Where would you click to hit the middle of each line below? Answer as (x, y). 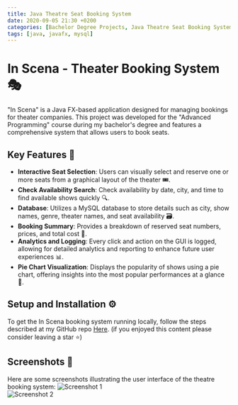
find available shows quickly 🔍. (63, 198)
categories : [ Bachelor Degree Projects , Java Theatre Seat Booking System (120, 27)
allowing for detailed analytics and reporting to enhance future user (116, 249)
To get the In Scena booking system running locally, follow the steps (107, 321)
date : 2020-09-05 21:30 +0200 (52, 21)
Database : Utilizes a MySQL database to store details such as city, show (124, 208)
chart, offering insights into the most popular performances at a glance (121, 274)
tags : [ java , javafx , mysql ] (50, 34)
